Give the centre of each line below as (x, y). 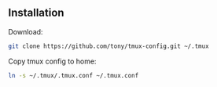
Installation (36, 13)
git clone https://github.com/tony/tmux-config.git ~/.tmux (109, 46)
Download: (26, 31)
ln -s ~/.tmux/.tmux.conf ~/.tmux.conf (74, 75)
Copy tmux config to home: (52, 61)
